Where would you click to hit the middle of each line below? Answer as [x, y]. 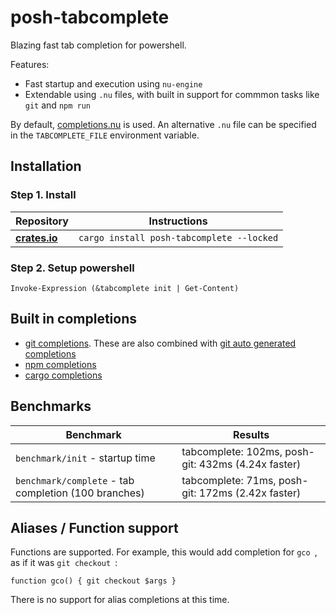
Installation [46, 166]
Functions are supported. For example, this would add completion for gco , [164, 552]
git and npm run [57, 105]
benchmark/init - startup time [85, 458]
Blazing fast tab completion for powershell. [98, 45]
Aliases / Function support [94, 527]
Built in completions [73, 319]
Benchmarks [51, 406]
